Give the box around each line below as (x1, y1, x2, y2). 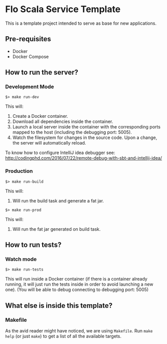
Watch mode (5, 256, 37, 263)
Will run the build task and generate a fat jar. (12, 197, 104, 203)
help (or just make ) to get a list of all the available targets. (5, 333, 122, 339)
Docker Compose (12, 53, 49, 59)
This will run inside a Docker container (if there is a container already (5, 276, 148, 282)
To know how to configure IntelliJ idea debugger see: (5, 150, 115, 156)
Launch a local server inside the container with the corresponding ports (12, 124, 160, 130)
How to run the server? (5, 68, 79, 77)
